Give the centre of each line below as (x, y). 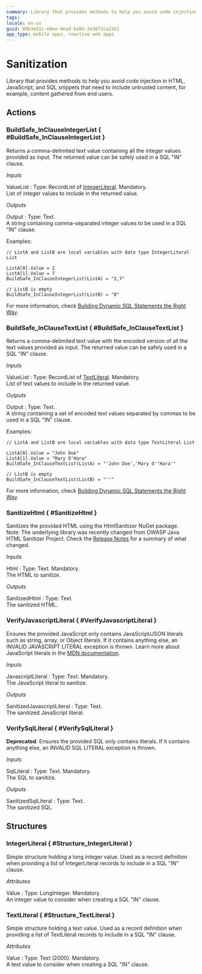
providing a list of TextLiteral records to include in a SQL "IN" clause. (91, 934)
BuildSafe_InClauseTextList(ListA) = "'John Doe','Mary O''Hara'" (91, 464)
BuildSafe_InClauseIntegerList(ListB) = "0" (63, 294)
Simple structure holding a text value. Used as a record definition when (94, 928)
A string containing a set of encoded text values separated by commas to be (101, 414)
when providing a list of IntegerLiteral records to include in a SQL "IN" (93, 863)
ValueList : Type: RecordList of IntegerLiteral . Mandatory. (77, 187)
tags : (13, 18)
